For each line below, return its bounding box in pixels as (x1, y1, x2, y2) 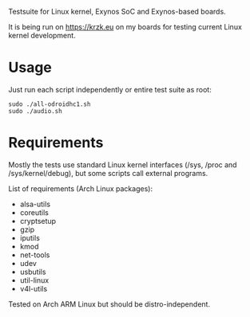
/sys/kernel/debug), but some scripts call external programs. (8, 168, 208, 178)
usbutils (19, 267, 46, 276)
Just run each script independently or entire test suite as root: (8, 84, 212, 94)
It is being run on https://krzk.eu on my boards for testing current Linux (8, 22, 242, 31)
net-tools (19, 250, 50, 260)
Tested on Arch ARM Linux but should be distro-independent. (8, 299, 210, 309)
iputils (19, 233, 40, 242)
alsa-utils (19, 199, 50, 209)
